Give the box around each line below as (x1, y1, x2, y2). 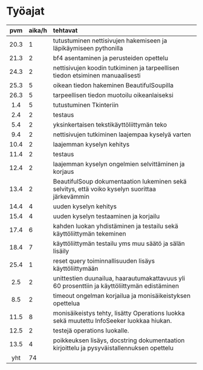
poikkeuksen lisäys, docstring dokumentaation (53, 336, 185, 345)
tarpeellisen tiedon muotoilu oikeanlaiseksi (53, 91, 174, 99)
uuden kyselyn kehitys (53, 202, 117, 210)
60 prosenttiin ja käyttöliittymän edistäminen (53, 282, 179, 290)
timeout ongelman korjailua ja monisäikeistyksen (53, 291, 191, 300)
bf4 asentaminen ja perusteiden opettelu (53, 53, 169, 62)
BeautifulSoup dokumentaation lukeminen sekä (53, 177, 187, 185)
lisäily (53, 246, 69, 255)
